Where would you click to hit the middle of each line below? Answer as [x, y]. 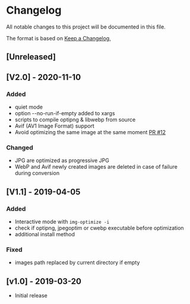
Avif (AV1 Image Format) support [55, 126]
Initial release [31, 296]
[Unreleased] [31, 57]
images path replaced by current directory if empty [77, 262]
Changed [20, 147]
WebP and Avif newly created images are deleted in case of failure [96, 167]
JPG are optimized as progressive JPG [62, 160]
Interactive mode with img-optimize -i [62, 221]
